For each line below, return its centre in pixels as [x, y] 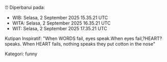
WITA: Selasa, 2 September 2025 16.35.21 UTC [61, 23]
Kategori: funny [21, 54]
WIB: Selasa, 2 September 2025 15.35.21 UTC [60, 18]
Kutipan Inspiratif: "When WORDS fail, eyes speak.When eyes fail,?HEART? [83, 38]
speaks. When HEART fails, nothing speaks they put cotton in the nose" [80, 44]
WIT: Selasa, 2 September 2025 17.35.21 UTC [60, 28]
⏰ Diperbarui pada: [25, 7]
